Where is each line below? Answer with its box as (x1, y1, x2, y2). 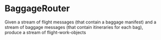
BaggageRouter (4, 3, 70, 14)
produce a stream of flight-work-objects (4, 29, 87, 35)
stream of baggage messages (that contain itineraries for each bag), (4, 24, 143, 30)
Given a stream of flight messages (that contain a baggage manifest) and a (4, 19, 157, 25)
